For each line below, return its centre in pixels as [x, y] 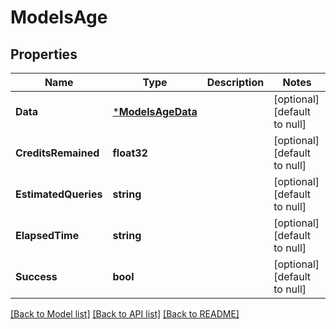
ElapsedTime [47, 235]
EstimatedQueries [59, 194]
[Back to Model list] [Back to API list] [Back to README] [125, 314]
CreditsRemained [57, 153]
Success [36, 276]
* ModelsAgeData [155, 111]
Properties [44, 54]
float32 [130, 153]
